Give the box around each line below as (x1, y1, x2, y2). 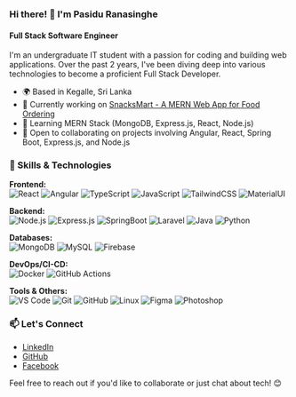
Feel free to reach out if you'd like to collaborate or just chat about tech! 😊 (9, 377, 283, 388)
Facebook (21, 360, 60, 371)
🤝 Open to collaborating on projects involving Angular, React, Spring (21, 128, 272, 139)
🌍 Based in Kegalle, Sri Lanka (21, 86, 132, 97)
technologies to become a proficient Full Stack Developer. (9, 68, 221, 79)
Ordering (21, 108, 55, 119)
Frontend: (9, 179, 47, 190)
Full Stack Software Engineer (9, 30, 118, 41)
